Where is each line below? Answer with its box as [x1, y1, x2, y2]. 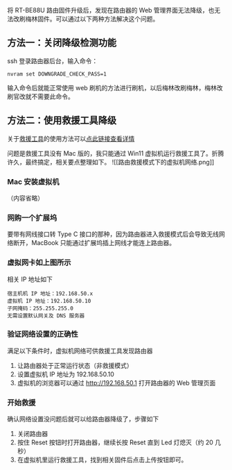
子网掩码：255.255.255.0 [7, 305, 74, 312]
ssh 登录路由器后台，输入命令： [7, 56, 98, 65]
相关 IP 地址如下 [7, 275, 53, 283]
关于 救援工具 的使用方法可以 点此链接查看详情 [7, 134, 135, 142]
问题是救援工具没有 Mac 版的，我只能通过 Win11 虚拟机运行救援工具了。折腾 [7, 149, 224, 158]
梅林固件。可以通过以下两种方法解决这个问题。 [25, 15, 159, 23]
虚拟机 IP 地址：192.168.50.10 [7, 297, 91, 304]
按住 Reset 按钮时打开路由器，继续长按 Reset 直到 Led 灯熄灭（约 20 [17, 438, 213, 446]
